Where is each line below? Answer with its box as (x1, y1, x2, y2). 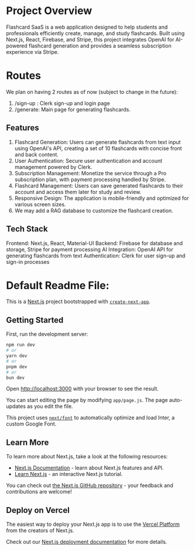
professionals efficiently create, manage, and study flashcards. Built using (6, 29, 185, 36)
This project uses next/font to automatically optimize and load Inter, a (6, 414, 175, 421)
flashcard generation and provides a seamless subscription (28, 42, 172, 49)
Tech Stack (6, 224, 48, 234)
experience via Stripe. (6, 48, 59, 55)
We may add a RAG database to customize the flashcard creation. (14, 207, 174, 214)
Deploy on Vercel (6, 505, 70, 515)
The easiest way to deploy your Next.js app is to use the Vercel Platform (6, 521, 180, 528)
